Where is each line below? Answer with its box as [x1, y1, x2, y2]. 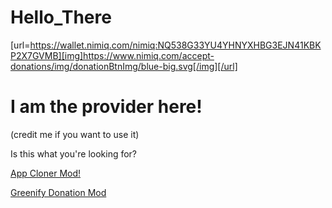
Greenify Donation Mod [10, 186, 107, 198]
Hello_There [10, 6, 112, 29]
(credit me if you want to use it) [10, 128, 140, 140]
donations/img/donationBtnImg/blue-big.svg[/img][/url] [10, 60, 238, 72]
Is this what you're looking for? [10, 147, 138, 160]
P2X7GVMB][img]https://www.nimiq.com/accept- [10, 49, 215, 61]
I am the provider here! [10, 96, 203, 118]
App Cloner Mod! [10, 167, 82, 179]
